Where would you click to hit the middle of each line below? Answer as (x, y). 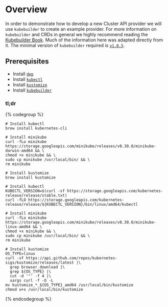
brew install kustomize (31, 178)
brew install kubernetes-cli (36, 128)
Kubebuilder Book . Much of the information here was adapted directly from (84, 40)
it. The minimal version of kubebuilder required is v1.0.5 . (65, 45)
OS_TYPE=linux (20, 254)
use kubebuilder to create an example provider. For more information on (81, 29)
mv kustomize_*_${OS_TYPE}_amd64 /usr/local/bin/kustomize (69, 285)
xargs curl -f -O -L (32, 281)
